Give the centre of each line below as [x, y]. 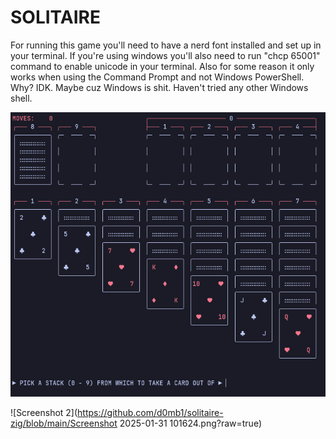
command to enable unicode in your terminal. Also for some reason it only [162, 66]
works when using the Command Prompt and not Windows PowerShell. [157, 77]
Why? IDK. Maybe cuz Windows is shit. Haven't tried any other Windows [159, 87]
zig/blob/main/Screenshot [64, 423]
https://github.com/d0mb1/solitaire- [150, 413]
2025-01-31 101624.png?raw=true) [191, 423]
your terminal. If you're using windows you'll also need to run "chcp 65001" [165, 55]
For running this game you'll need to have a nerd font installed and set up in [166, 45]
